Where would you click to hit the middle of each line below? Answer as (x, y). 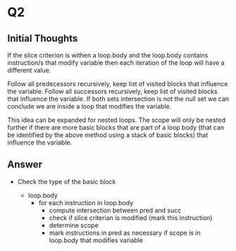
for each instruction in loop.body (86, 202)
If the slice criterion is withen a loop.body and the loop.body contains (108, 55)
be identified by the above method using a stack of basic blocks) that (108, 135)
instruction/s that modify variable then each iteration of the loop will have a (116, 63)
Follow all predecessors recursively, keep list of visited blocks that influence (118, 84)
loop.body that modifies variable (96, 240)
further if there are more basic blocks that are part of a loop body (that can (116, 127)
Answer (25, 165)
